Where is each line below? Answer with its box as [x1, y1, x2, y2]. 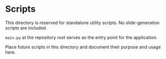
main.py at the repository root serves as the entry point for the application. [5, 34, 158, 40]
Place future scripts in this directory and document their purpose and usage [5, 44, 161, 50]
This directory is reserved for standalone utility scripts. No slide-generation [5, 20, 160, 26]
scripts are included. [5, 25, 47, 30]
